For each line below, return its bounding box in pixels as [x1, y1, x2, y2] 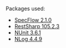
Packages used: [5, 5, 46, 12]
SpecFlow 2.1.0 [14, 17, 52, 23]
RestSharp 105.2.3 [14, 23, 60, 30]
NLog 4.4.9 [14, 36, 43, 42]
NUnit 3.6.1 [14, 29, 41, 36]
